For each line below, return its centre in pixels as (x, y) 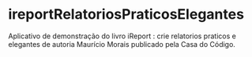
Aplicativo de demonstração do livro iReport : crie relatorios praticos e (122, 36)
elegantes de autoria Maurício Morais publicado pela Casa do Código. (122, 44)
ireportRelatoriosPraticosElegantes (126, 14)
